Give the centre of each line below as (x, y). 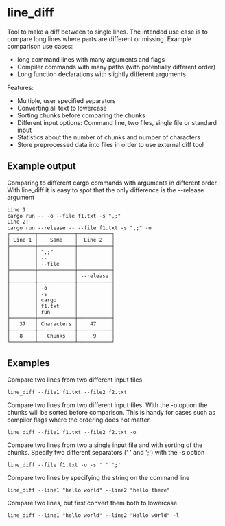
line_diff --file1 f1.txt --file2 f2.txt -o (72, 432)
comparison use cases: (40, 46)
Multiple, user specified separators (66, 100)
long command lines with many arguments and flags (91, 59)
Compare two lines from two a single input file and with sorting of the (105, 445)
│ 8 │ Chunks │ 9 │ (61, 336)
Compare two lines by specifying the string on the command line (98, 477)
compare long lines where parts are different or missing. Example (99, 38)
